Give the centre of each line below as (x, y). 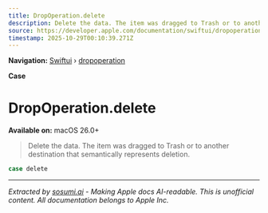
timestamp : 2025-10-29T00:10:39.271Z (71, 38)
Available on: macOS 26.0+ (54, 130)
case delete (28, 169)
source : (21, 30)
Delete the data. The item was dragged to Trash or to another (128, 146)
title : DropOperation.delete (57, 16)
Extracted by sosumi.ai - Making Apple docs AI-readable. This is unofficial (131, 191)
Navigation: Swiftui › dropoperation (67, 61)
